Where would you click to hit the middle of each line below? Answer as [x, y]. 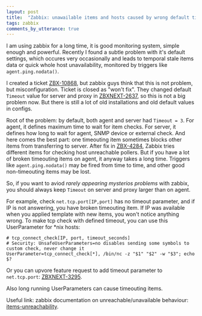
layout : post [23, 12]
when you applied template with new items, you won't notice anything [93, 214]
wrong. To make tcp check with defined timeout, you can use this [87, 221]
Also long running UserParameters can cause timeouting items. [85, 289]
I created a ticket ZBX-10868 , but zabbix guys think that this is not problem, [99, 83]
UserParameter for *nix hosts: [43, 227]
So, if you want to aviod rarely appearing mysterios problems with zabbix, [98, 183]
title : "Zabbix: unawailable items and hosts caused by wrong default [98, 17]
